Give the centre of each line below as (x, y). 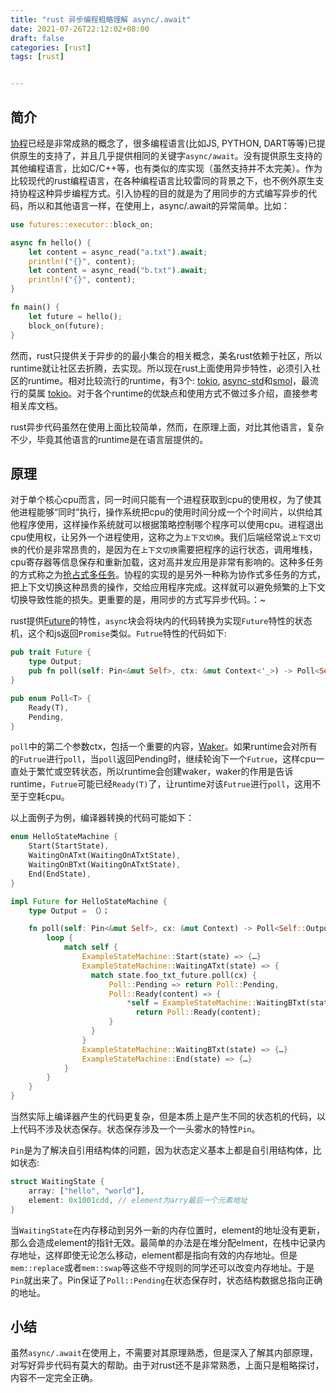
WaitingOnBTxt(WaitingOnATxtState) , (105, 865)
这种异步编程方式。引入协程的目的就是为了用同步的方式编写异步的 (172, 193)
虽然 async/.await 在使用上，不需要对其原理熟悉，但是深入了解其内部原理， (164, 1353)
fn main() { (35, 307)
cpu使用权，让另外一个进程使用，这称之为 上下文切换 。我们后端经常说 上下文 (162, 537)
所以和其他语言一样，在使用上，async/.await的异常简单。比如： (159, 205)
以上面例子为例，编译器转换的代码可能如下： (102, 818)
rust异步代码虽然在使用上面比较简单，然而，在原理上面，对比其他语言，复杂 (167, 427)
